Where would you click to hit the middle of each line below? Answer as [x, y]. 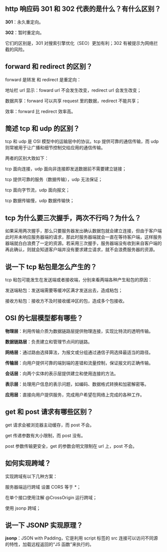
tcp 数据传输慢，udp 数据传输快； [40, 200]
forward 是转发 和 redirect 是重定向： [43, 79]
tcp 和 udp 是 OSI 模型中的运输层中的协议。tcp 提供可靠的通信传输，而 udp [82, 142]
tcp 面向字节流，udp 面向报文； [38, 190]
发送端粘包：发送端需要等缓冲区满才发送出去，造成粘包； [64, 290]
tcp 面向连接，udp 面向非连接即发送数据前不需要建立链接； [66, 169]
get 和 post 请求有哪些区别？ [49, 412]
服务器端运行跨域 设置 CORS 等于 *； [43, 487]
